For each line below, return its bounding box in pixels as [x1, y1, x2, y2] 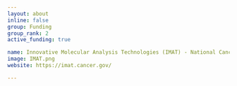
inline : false [7, 17, 49, 24]
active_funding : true [7, 36, 71, 43]
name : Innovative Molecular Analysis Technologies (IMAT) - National [7, 49, 217, 56]
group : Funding [7, 23, 52, 30]
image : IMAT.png [7, 55, 55, 63]
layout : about [7, 10, 49, 17]
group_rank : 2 [7, 29, 49, 37]
